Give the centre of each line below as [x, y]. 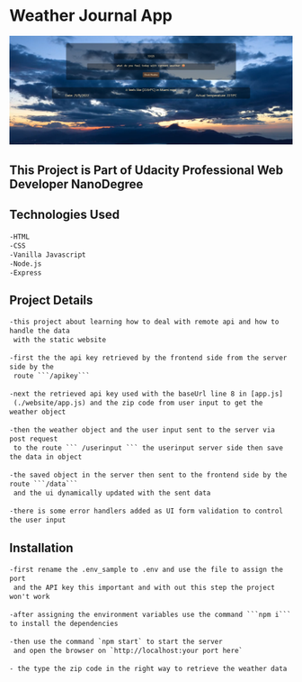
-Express [26, 273]
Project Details [51, 300]
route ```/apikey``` [52, 376]
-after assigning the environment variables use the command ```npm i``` [151, 615]
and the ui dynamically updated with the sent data [112, 493]
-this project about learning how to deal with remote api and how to [144, 322]
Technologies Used [64, 215]
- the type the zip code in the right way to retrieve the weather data [148, 669]
